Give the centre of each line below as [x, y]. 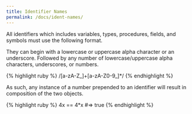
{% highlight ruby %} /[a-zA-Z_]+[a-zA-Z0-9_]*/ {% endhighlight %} [90, 76]
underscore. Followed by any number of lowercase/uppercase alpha [89, 58]
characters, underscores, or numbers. [52, 64]
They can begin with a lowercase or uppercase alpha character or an [90, 51]
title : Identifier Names [37, 12]
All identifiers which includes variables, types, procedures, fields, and [91, 34]
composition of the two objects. [45, 93]
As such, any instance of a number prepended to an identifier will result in [96, 87]
